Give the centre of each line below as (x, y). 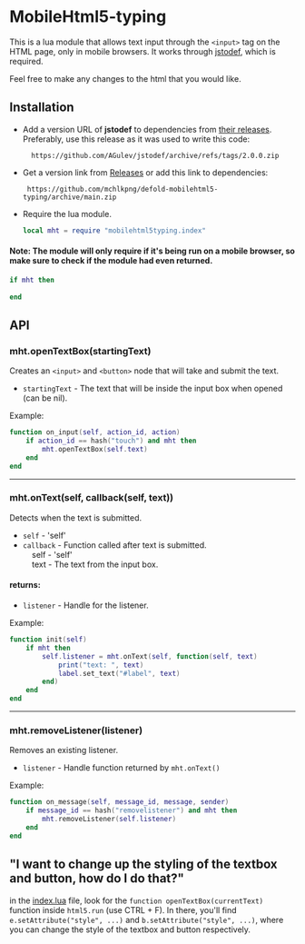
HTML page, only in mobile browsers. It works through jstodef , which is (143, 51)
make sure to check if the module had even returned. (111, 261)
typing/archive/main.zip (69, 197)
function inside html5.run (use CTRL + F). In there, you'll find (123, 909)
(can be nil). (45, 398)
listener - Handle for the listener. (85, 605)
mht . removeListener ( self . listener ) (109, 820)
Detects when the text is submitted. (76, 517)
